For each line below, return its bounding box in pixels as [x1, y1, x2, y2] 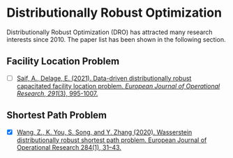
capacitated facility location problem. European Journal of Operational [16, 81, 220, 90]
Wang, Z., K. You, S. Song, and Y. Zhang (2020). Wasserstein [16, 127, 193, 136]
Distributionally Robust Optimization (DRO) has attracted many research [6, 28, 213, 36]
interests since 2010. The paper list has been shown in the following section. [6, 35, 226, 43]
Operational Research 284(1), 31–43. [16, 143, 121, 151]
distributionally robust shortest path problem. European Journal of [16, 136, 207, 144]
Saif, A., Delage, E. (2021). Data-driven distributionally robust [16, 74, 192, 82]
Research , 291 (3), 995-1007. [16, 89, 98, 97]
